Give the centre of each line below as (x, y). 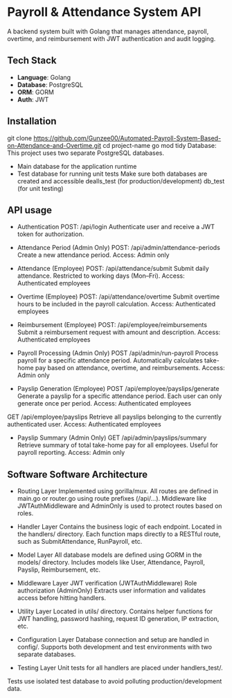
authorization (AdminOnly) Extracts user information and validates (111, 590)
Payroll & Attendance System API (104, 12)
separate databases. (46, 654)
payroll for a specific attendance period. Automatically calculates (110, 360)
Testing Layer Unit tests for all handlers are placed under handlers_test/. (120, 668)
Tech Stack (32, 61)
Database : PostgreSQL (50, 85)
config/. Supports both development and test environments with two (115, 647)
